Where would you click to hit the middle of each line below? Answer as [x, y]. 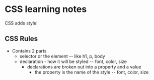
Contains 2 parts [29, 50]
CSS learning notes [46, 9]
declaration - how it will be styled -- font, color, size [73, 61]
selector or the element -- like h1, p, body [62, 56]
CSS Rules [21, 39]
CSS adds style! [21, 23]
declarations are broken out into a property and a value [84, 66]
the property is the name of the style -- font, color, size [92, 72]
